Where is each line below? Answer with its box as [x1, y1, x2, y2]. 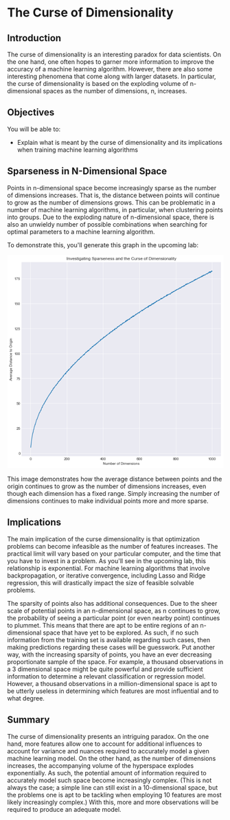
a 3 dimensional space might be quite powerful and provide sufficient [7, 665, 204, 673]
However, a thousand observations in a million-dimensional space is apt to [7, 679, 218, 687]
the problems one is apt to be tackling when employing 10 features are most [7, 790, 222, 799]
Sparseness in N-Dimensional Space [7, 166, 167, 177]
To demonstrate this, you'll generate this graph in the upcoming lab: [7, 240, 199, 249]
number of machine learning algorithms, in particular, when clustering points [7, 205, 223, 214]
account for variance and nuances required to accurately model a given [7, 747, 209, 755]
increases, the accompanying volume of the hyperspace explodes [7, 761, 194, 770]
